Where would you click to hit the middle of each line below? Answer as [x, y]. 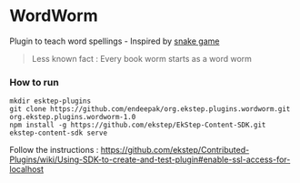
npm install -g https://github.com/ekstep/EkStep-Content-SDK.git [138, 125]
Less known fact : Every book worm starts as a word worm [142, 58]
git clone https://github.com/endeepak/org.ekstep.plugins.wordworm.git [150, 109]
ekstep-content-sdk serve [58, 133]
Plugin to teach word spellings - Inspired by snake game [115, 41]
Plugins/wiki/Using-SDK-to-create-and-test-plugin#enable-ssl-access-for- [150, 159]
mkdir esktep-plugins [50, 101]
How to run [34, 82]
